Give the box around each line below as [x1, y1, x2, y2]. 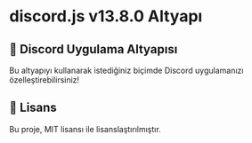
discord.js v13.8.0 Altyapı [9, 6, 203, 27]
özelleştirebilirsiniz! [9, 75, 80, 85]
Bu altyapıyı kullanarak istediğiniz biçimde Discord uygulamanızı [9, 65, 244, 75]
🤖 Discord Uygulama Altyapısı [9, 42, 178, 57]
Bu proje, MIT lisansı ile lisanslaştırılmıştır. [9, 123, 162, 134]
